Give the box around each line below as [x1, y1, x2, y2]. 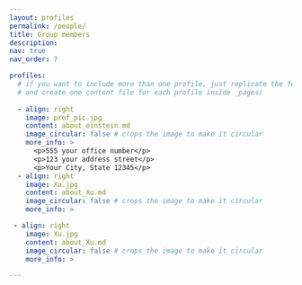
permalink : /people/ [9, 22, 87, 31]
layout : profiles [9, 13, 75, 22]
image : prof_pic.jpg [25, 113, 102, 122]
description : [9, 38, 58, 48]
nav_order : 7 [9, 55, 58, 64]
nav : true [9, 47, 47, 56]
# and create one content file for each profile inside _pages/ [17, 87, 263, 97]
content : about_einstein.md [25, 121, 130, 130]
